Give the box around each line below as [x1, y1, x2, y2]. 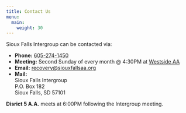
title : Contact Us [6, 8, 51, 15]
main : [11, 19, 25, 25]
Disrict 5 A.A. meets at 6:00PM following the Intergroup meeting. [6, 100, 164, 108]
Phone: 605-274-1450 [14, 52, 69, 59]
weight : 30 [16, 24, 43, 31]
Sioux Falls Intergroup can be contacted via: [6, 41, 112, 48]
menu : [6, 14, 19, 20]
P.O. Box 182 [14, 83, 45, 90]
